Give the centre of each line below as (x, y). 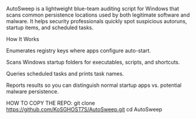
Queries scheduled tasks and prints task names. (65, 73)
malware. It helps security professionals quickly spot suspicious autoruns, (97, 21)
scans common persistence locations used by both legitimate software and (98, 15)
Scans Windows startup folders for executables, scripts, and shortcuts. (93, 62)
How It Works (23, 39)
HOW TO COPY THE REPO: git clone (50, 103)
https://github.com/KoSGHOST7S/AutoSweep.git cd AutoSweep (84, 109)
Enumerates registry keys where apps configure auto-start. (79, 51)
